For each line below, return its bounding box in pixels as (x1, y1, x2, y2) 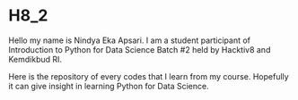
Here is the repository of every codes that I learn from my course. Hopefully (8, 71, 289, 81)
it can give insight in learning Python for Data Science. (8, 80, 209, 91)
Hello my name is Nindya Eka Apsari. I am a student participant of (8, 35, 251, 46)
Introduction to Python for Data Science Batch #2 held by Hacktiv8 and (8, 44, 271, 54)
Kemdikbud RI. (8, 54, 63, 64)
